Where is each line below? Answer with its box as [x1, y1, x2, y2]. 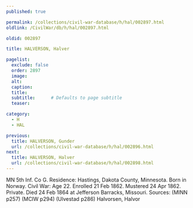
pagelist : [6, 57, 31, 62]
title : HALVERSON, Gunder [11, 138, 75, 144]
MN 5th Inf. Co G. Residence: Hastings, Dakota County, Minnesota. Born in [6, 176, 187, 183]
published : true [6, 8, 46, 15]
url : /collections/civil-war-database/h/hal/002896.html [11, 144, 154, 150]
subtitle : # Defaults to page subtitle [11, 95, 122, 101]
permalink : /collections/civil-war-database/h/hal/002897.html [6, 19, 165, 25]
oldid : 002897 [6, 35, 41, 41]
